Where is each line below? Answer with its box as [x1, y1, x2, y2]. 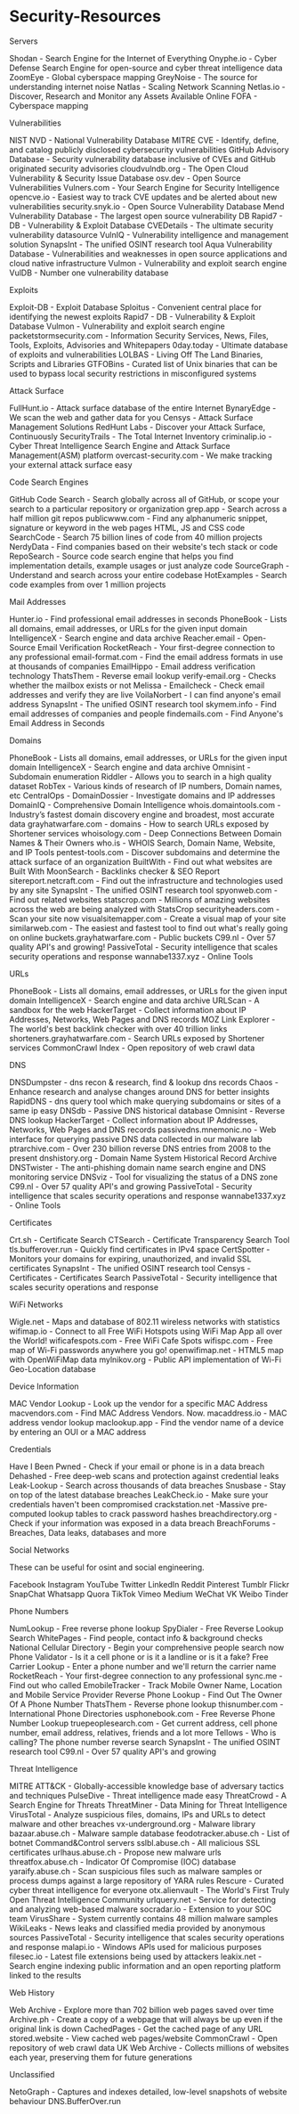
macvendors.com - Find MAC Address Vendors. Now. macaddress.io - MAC [9, 1408, 287, 1418]
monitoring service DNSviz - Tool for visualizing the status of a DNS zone [9, 1171, 279, 1182]
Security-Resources [9, 6, 162, 27]
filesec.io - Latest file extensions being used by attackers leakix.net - [9, 1951, 263, 1962]
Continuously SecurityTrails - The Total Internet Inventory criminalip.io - [9, 430, 272, 442]
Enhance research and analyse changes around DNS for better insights [9, 1086, 270, 1097]
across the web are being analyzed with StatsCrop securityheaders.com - [9, 903, 280, 914]
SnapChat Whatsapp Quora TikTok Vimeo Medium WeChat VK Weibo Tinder [9, 1588, 289, 1599]
